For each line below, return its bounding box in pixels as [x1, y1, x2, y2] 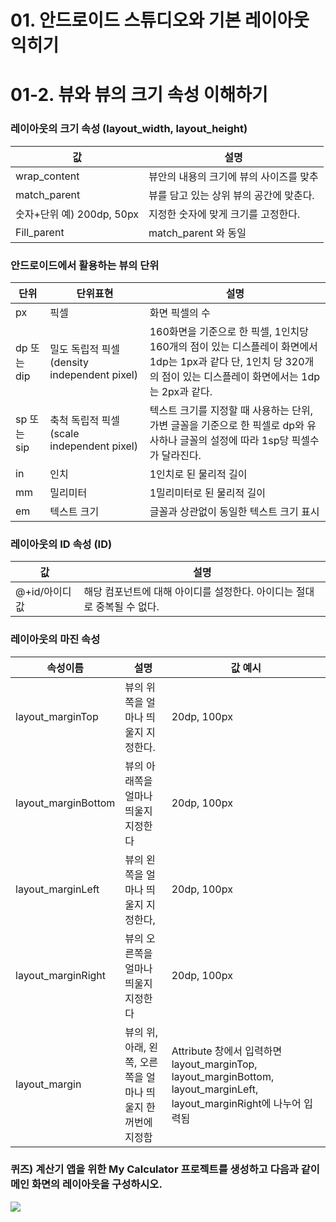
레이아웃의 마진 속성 [10, 632, 101, 646]
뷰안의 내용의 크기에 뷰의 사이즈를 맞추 [148, 169, 319, 183]
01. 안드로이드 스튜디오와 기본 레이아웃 [10, 9, 310, 32]
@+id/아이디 [15, 585, 72, 599]
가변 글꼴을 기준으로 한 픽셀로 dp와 [149, 418, 305, 432]
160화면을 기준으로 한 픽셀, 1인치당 [149, 324, 310, 338]
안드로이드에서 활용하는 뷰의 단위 [10, 258, 160, 272]
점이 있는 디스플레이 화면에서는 [161, 369, 299, 383]
